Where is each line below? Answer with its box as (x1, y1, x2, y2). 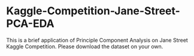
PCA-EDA (6, 17, 55, 30)
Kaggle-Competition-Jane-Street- (6, 4, 181, 18)
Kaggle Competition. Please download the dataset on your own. (6, 43, 163, 50)
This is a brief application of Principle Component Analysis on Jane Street (6, 36, 189, 43)
